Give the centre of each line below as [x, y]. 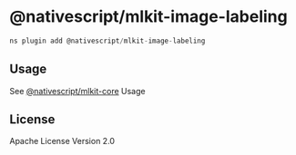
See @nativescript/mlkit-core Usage [77, 91]
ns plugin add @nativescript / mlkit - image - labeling [107, 41]
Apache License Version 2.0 [62, 141]
